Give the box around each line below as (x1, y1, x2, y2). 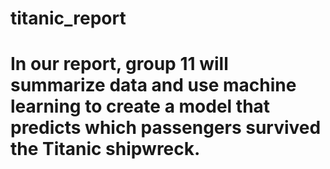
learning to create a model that (10, 95, 271, 118)
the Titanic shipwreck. (10, 138, 201, 161)
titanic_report (10, 7, 127, 30)
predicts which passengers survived (10, 117, 322, 139)
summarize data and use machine (10, 74, 297, 97)
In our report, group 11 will (10, 53, 229, 76)
